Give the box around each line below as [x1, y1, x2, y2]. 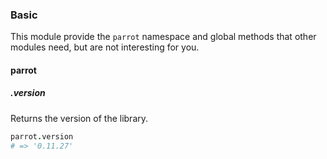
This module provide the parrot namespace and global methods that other [10, 31, 317, 43]
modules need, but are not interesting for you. [10, 41, 200, 53]
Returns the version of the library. [10, 112, 149, 124]
